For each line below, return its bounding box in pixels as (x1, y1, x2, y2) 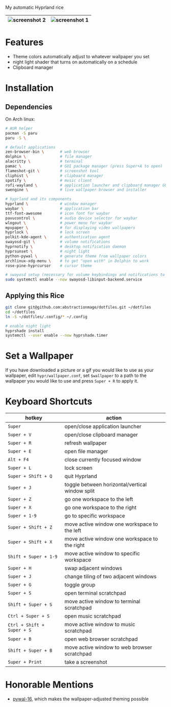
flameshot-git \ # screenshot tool (5, 168, 99, 173)
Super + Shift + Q (8, 474, 52, 479)
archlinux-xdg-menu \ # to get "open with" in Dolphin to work (5, 258, 149, 264)
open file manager (64, 448, 108, 455)
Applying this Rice (5, 291, 65, 300)
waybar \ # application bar (5, 206, 99, 211)
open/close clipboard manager (64, 431, 138, 438)
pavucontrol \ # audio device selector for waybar (5, 216, 138, 221)
